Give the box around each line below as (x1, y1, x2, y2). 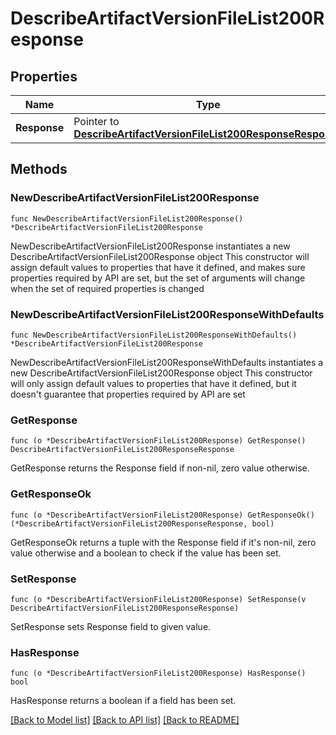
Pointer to (73, 115, 120, 128)
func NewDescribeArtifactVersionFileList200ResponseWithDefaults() (10, 330, 298, 340)
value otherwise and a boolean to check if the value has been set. (10, 547, 282, 559)
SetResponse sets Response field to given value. (10, 620, 212, 632)
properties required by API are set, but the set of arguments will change (10, 272, 306, 284)
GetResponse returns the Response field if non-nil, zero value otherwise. (10, 462, 310, 474)
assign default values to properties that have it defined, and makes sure (10, 261, 306, 273)
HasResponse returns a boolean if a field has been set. (10, 695, 237, 707)
